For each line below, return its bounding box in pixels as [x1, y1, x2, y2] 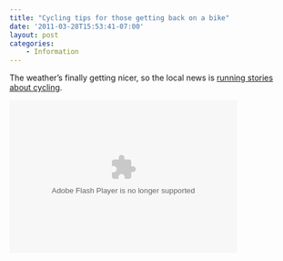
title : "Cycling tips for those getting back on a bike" [9, 13, 230, 23]
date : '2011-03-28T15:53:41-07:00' [9, 22, 145, 31]
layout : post [9, 30, 59, 39]
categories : [9, 38, 55, 48]
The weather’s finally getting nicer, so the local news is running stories [9, 72, 274, 83]
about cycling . [9, 82, 63, 93]
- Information [25, 47, 79, 57]
